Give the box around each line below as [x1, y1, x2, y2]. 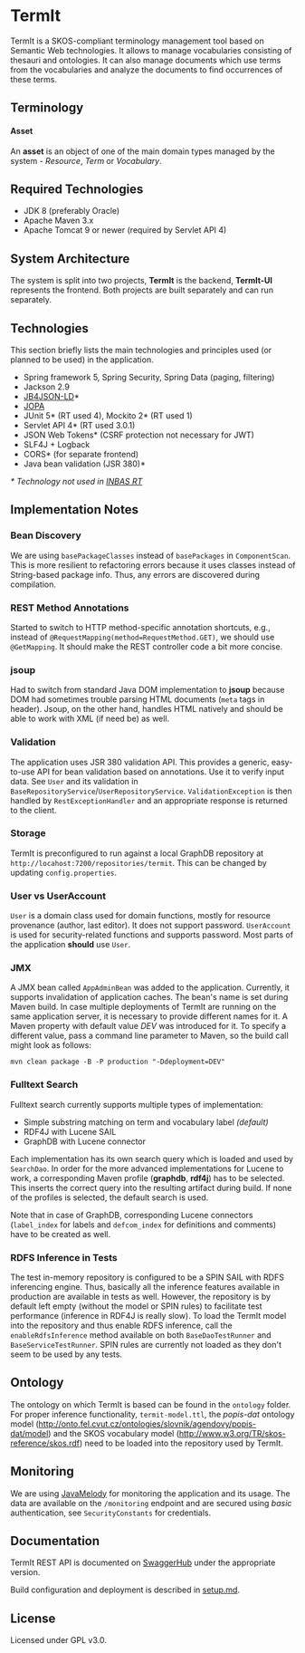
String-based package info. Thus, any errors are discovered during [10, 569, 261, 580]
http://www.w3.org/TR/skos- [178, 1427, 286, 1438]
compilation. [10, 579, 57, 590]
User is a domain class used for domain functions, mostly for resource [10, 910, 271, 921]
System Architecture [10, 251, 130, 266]
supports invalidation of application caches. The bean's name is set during [10, 992, 289, 1003]
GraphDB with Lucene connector [23, 1136, 146, 1147]
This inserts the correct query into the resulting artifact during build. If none [10, 1182, 292, 1193]
